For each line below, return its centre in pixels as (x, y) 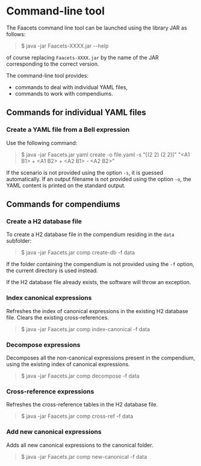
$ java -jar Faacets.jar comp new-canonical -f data (84, 456)
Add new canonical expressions (54, 432)
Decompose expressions (43, 344)
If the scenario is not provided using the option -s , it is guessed (85, 172)
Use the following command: (42, 143)
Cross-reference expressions (50, 391)
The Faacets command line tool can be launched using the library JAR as (97, 28)
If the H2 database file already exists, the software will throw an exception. (99, 282)
